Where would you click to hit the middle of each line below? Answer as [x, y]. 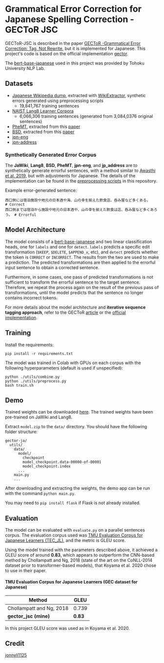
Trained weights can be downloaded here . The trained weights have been [79, 412]
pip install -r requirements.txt [39, 353]
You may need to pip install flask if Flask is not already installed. [73, 503]
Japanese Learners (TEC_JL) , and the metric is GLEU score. [65, 540]
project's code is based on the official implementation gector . [67, 53]
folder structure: [21, 432]
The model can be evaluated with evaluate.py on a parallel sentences [75, 530]
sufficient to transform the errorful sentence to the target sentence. [73, 282]
